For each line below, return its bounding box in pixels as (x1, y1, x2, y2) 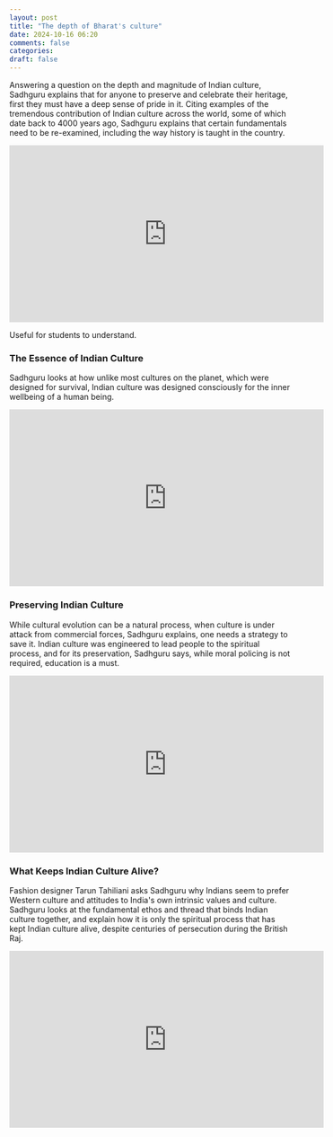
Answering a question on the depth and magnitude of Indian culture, (9, 80, 262, 90)
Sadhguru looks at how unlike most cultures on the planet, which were (9, 372, 269, 383)
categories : (9, 47, 54, 56)
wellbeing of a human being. (9, 392, 115, 403)
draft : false (9, 55, 58, 64)
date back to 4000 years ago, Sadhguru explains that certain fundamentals (9, 118, 287, 129)
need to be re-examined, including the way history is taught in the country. (9, 128, 285, 138)
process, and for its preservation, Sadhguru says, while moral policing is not (9, 648, 291, 659)
